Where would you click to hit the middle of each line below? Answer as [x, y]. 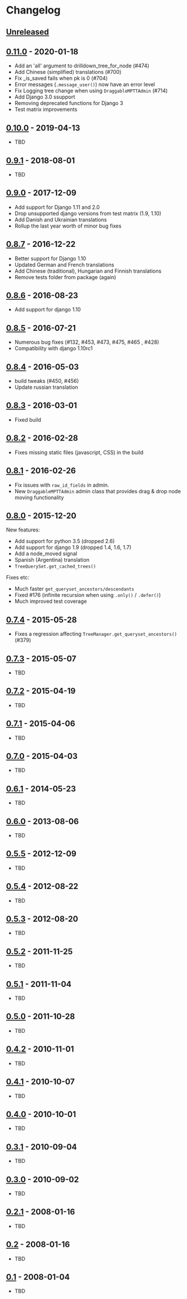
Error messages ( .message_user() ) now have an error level [85, 84]
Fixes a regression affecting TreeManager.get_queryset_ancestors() [96, 634]
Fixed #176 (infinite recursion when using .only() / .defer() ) [88, 595]
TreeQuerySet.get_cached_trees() [55, 567]
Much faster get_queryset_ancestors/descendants [74, 589]
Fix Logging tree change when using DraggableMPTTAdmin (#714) [91, 91]
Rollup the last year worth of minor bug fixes [68, 226]
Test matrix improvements [46, 110]
